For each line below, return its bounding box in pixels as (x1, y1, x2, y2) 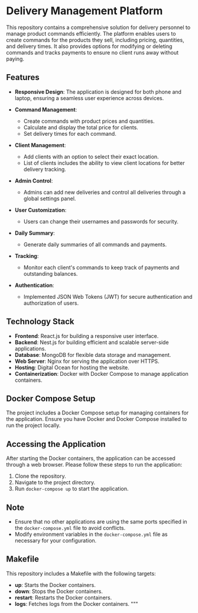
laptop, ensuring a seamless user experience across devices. (14, 94, 164, 101)
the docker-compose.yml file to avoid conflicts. (14, 525, 126, 531)
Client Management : (14, 141, 66, 149)
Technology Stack (6, 317, 74, 327)
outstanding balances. (23, 270, 78, 277)
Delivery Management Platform (6, 4, 163, 18)
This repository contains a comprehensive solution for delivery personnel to (6, 24, 191, 31)
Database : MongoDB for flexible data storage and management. (14, 351, 171, 358)
